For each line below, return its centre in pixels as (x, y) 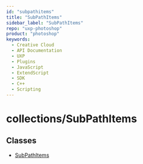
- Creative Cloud (33, 45)
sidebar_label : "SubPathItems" (45, 23)
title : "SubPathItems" (34, 17)
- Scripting (26, 89)
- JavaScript (28, 67)
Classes (21, 141)
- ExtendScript (30, 73)
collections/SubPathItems (72, 119)
